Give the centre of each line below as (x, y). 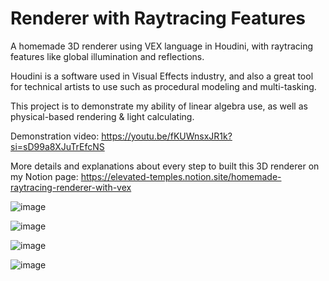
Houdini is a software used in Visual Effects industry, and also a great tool (162, 76)
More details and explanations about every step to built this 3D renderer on (165, 166)
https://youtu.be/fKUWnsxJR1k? (167, 136)
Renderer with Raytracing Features (158, 18)
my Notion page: (44, 176)
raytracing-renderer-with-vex (71, 187)
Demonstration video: (55, 136)
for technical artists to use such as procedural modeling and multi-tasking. (163, 86)
